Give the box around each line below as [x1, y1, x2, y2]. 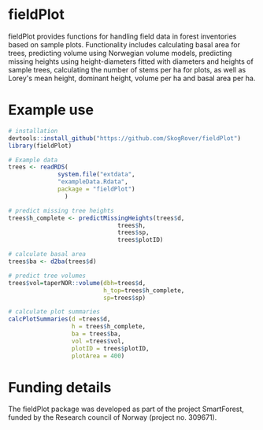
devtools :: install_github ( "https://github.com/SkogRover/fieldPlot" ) [8, 134, 242, 143]
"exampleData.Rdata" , [57, 178, 128, 186]
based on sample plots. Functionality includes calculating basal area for [8, 39, 240, 49]
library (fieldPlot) [8, 142, 72, 150]
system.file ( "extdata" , [57, 171, 135, 179]
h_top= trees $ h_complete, [103, 286, 185, 295]
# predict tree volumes [8, 272, 87, 280]
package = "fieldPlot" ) [57, 185, 135, 193]
